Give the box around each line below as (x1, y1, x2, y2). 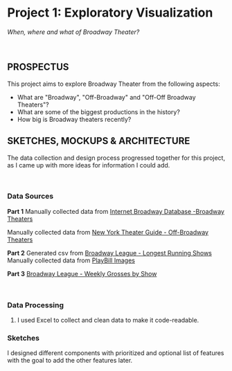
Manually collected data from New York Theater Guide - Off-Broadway (7, 228, 209, 236)
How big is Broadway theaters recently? (17, 115, 132, 123)
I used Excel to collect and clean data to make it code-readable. (17, 316, 199, 325)
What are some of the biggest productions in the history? (17, 107, 180, 116)
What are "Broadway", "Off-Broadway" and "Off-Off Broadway (17, 93, 196, 101)
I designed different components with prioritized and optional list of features (7, 349, 224, 357)
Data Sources (7, 192, 54, 201)
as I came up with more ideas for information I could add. (7, 161, 170, 169)
